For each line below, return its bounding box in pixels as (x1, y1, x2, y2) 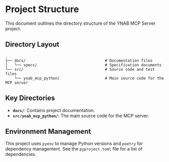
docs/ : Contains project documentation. (12, 107, 95, 113)
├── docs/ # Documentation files (5, 58, 153, 63)
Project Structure (5, 4, 79, 15)
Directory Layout (5, 40, 60, 49)
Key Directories (5, 94, 55, 102)
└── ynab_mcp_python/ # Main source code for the (14, 76, 164, 81)
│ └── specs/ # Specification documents (5, 62, 162, 68)
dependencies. (5, 151, 36, 157)
